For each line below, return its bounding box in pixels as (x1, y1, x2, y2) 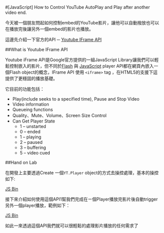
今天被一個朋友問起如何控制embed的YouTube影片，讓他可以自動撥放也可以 (5, 20, 160, 25)
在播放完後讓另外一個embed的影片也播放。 (5, 26, 93, 32)
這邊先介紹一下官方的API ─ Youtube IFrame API (5, 37, 102, 42)
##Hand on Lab (5, 159, 37, 165)
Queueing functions (12, 107, 53, 113)
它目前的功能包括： (5, 86, 45, 92)
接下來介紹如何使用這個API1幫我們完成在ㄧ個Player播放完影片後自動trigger (5, 196, 158, 202)
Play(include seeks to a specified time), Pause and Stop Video (12, 96, 140, 102)
